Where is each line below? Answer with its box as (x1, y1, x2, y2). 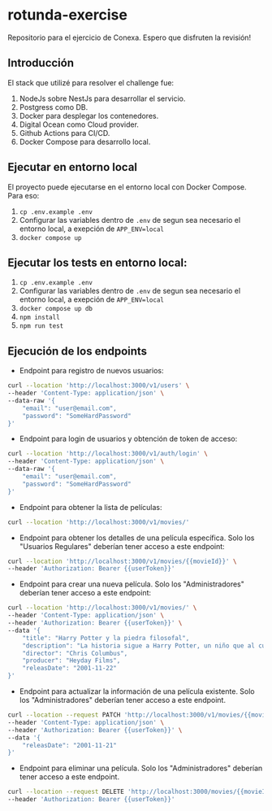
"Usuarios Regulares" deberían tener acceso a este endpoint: (19, 541, 225, 551)
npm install (19, 313, 60, 322)
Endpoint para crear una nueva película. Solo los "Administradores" (19, 579, 244, 589)
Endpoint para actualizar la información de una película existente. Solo (19, 687, 255, 696)
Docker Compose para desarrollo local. (19, 137, 151, 146)
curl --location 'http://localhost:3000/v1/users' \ (7, 382, 190, 390)
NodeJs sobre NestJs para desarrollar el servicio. (19, 94, 186, 103)
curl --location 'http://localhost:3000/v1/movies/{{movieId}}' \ (7, 557, 237, 565)
